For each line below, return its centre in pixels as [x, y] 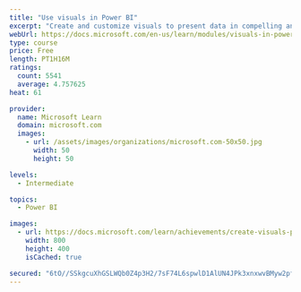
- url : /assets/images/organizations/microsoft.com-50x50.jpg [144, 142]
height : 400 [47, 249]
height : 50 [53, 159]
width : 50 [51, 150]
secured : [26, 273]
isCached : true [54, 257]
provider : [28, 108]
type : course [34, 43]
